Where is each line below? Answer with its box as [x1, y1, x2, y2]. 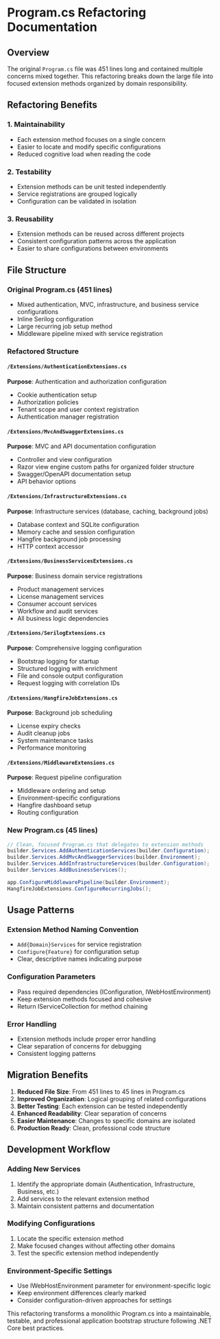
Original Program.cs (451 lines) [7, 284, 113, 294]
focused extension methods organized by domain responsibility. [7, 79, 188, 87]
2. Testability [7, 167, 52, 176]
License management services [16, 592, 104, 600]
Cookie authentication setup [16, 391, 97, 399]
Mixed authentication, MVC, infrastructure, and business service [16, 300, 199, 308]
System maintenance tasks [16, 737, 94, 745]
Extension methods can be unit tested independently [16, 182, 167, 191]
